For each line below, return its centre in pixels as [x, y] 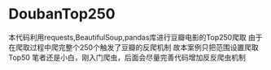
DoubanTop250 [62, 14]
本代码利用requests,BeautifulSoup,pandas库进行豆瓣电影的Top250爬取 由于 [135, 37]
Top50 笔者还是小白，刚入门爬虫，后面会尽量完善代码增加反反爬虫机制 [127, 57]
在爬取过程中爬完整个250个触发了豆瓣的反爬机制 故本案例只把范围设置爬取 [133, 47]
